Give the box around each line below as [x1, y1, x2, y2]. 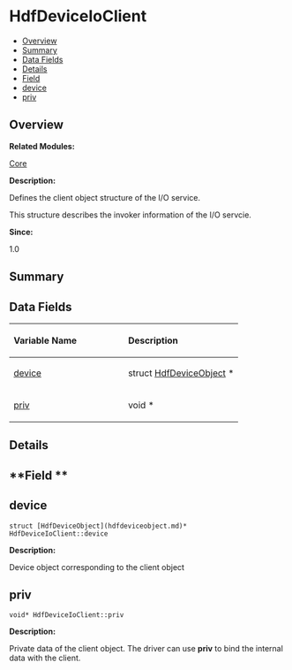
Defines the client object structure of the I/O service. [9, 192, 201, 202]
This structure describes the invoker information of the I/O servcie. [9, 209, 251, 220]
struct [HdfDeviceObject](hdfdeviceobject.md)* [9, 522, 188, 530]
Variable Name [13, 334, 78, 346]
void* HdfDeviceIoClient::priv [9, 611, 124, 620]
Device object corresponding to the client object [9, 561, 185, 572]
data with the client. [9, 652, 81, 664]
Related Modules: [9, 141, 75, 151]
